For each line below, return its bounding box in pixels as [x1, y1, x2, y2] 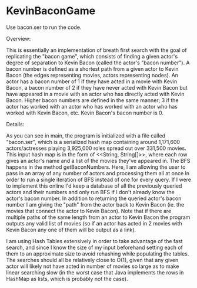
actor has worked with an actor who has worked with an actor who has [6, 103, 178, 110]
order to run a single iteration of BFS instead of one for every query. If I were [6, 176, 192, 183]
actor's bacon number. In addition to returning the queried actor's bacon [6, 195, 182, 202]
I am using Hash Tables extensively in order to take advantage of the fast [6, 237, 183, 244]
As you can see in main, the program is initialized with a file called [6, 132, 166, 139]
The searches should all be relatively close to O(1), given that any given [6, 256, 179, 263]
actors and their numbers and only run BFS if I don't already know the [6, 188, 175, 195]
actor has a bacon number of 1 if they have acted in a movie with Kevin [6, 78, 178, 85]
